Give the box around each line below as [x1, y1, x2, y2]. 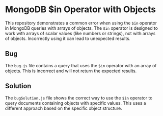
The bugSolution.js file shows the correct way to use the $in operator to [5, 95, 153, 101]
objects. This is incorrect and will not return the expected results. [5, 68, 137, 74]
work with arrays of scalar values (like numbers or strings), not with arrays [5, 30, 156, 36]
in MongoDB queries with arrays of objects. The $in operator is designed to [5, 25, 158, 31]
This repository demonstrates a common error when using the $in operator [5, 20, 157, 26]
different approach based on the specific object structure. [5, 105, 123, 111]
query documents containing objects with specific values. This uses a [5, 100, 146, 106]
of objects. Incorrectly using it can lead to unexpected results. [5, 36, 131, 41]
